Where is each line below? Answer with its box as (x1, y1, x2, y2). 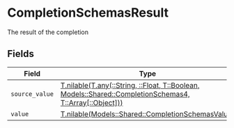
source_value (10, 90, 54, 98)
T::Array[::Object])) (60, 97, 123, 107)
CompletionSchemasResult (7, 5, 169, 21)
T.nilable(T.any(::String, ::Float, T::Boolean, (60, 80, 200, 90)
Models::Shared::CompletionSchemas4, (60, 89, 190, 99)
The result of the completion (7, 28, 89, 36)
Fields (7, 48, 35, 60)
